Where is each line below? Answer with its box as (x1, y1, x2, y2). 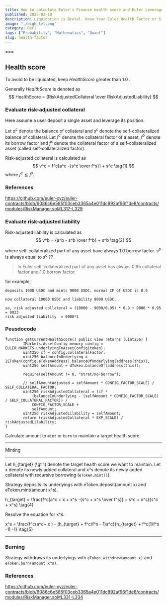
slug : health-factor (5, 35, 48, 40)
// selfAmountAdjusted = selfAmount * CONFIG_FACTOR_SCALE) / (23, 380, 155, 386)
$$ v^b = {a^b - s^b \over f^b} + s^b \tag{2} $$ (35, 237, 132, 243)
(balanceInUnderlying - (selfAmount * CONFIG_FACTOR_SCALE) (31, 394, 159, 399)
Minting (5, 447, 21, 453)
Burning (5, 543, 25, 550)
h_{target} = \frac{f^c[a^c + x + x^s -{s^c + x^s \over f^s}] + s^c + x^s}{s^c (5, 496, 159, 503)
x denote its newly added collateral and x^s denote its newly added (5, 466, 143, 473)
